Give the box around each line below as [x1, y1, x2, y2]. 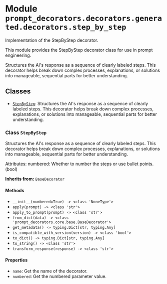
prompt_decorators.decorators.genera [5, 14, 162, 23]
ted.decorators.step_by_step [5, 23, 126, 32]
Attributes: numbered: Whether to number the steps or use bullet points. [5, 161, 154, 167]
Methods [5, 187, 24, 193]
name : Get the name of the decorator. [12, 268, 87, 274]
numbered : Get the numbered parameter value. [12, 273, 106, 279]
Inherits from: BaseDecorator [5, 176, 65, 182]
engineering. [5, 52, 31, 58]
